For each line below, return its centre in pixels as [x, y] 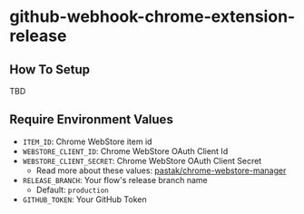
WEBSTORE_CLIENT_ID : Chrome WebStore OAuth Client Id [125, 151]
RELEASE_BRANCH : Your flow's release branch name [115, 180]
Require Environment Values [92, 120]
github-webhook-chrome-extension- [152, 17]
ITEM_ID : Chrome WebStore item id [87, 141]
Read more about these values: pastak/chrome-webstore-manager [161, 170]
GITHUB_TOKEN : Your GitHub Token [84, 199]
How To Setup [50, 69]
